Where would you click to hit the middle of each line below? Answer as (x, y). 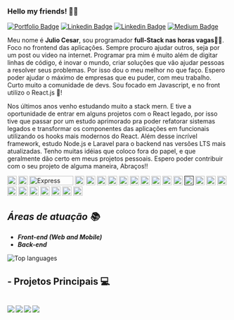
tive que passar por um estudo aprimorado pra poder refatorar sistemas (111, 121)
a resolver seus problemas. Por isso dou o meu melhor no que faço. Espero (116, 70)
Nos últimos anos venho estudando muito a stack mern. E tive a (99, 106)
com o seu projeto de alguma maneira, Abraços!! (78, 166)
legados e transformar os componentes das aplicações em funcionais (108, 129)
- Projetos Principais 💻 (59, 281)
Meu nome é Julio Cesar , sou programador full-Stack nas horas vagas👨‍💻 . (116, 40)
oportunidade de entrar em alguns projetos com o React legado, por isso (112, 114)
